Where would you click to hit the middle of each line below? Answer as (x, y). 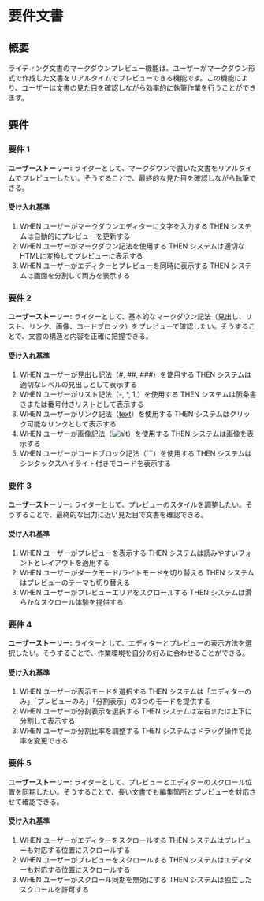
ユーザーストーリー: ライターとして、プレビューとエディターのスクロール (127, 782)
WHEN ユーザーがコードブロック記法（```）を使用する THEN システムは (136, 453)
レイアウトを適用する (75, 562)
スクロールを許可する (54, 889)
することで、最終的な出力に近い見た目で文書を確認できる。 (111, 514)
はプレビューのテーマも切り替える (75, 582)
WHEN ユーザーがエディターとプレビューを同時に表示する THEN (124, 266)
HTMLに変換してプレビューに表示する (81, 255)
